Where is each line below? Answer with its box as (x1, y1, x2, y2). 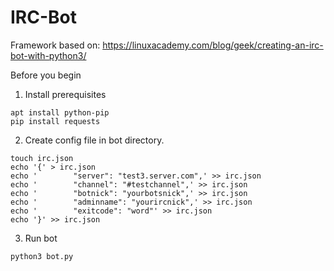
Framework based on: (10, 39, 101, 51)
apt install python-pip (10, 107, 110, 118)
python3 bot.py (10, 251, 74, 261)
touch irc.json (10, 153, 74, 163)
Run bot (24, 232, 58, 244)
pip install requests (10, 116, 101, 126)
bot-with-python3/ (10, 49, 87, 61)
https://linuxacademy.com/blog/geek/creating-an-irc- (102, 39, 324, 51)
